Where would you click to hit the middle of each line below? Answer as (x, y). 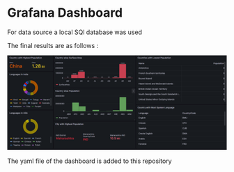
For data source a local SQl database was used (75, 32)
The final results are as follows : (53, 45)
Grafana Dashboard (65, 13)
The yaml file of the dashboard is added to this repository (89, 161)
